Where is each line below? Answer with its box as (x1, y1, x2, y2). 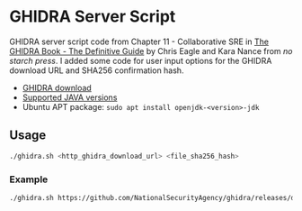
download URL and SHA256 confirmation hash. (9, 65, 184, 76)
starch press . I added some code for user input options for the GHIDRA (9, 55, 272, 66)
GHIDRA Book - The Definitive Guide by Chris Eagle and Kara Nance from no (9, 45, 293, 56)
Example (9, 173, 49, 186)
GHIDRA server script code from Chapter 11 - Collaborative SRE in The (9, 36, 270, 47)
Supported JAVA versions (22, 92, 118, 103)
